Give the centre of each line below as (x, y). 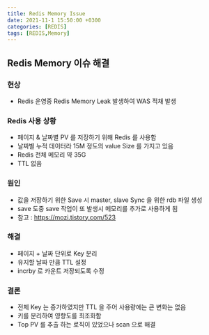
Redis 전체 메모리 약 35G (52, 155)
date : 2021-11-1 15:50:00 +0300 (54, 20)
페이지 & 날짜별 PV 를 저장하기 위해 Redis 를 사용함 (87, 137)
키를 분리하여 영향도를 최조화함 (59, 316)
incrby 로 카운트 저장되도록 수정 (61, 271)
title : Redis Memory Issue (46, 14)
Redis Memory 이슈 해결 (59, 63)
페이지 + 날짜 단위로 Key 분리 (57, 253)
